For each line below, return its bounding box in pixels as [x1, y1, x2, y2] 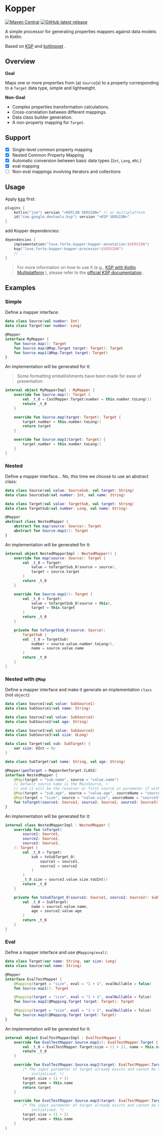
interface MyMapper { [5, 336, 49, 342]
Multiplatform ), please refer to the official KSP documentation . [17, 269, 144, 275]
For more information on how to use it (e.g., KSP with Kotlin [17, 264, 136, 270]
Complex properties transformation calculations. [12, 103, 110, 110]
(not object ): [5, 692, 31, 698]
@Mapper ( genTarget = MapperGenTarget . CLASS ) [5, 768, 97, 773]
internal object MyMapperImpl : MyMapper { [5, 388, 95, 393]
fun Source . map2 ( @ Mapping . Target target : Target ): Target [14, 999, 134, 1004]
